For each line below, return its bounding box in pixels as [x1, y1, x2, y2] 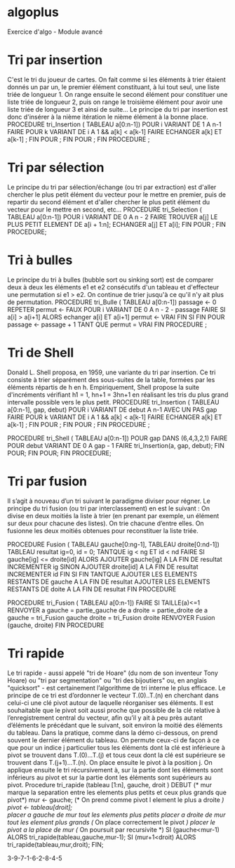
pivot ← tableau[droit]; [7, 803, 73, 811]
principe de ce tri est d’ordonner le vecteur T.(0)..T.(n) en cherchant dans [7, 691, 219, 699]
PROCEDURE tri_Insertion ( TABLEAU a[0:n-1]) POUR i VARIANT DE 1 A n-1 [7, 120, 222, 129]
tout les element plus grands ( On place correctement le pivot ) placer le [7, 817, 216, 826]
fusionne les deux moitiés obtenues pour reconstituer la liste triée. [7, 526, 199, 534]
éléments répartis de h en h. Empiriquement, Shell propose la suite [7, 383, 200, 391]
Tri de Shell [7, 345, 74, 360]
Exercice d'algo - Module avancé [7, 27, 103, 36]
